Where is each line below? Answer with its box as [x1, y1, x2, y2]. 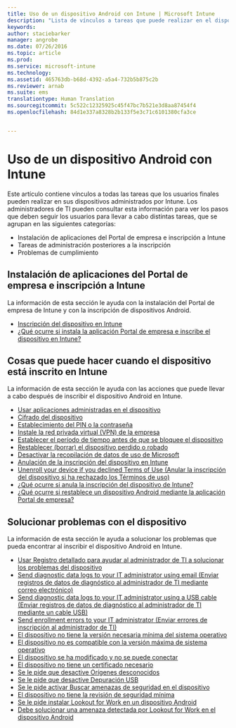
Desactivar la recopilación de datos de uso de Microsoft [17, 450, 180, 459]
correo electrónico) [17, 586, 74, 594]
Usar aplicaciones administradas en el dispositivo [17, 406, 161, 414]
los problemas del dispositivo [17, 563, 103, 572]
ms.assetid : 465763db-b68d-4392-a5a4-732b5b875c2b [7, 75, 159, 83]
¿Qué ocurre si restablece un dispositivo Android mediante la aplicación [17, 488, 226, 497]
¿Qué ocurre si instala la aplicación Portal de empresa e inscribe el [17, 327, 211, 335]
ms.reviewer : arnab [7, 82, 65, 90]
